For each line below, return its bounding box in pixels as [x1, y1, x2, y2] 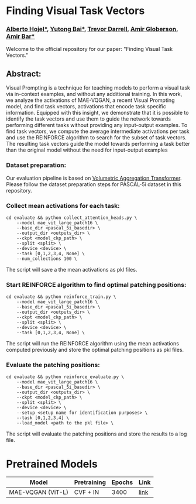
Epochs [111, 478, 133, 486]
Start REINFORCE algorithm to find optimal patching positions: [6, 280, 187, 289]
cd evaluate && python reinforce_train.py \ [6, 294, 116, 300]
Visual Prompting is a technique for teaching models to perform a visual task [6, 84, 190, 91]
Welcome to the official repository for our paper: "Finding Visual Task [6, 46, 173, 53]
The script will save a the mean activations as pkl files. [6, 266, 137, 273]
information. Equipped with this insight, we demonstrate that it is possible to [6, 109, 189, 116]
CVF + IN [74, 488, 99, 496]
